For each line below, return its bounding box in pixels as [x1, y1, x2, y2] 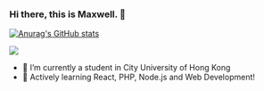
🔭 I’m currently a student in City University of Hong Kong [21, 62, 231, 73]
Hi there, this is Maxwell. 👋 [9, 8, 127, 21]
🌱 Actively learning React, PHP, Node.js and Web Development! [21, 71, 256, 83]
